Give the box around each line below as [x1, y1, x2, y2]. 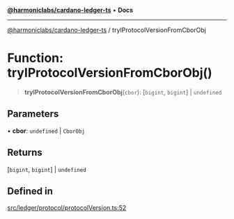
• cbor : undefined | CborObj [7, 127, 86, 135]
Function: [7, 50, 64, 66]
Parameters [7, 108, 59, 120]
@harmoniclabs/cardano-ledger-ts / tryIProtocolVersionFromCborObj [7, 26, 207, 34]
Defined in [7, 185, 54, 197]
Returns [7, 147, 43, 159]
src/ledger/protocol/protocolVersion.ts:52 [7, 204, 127, 212]
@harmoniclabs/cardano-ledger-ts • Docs [7, 6, 134, 14]
